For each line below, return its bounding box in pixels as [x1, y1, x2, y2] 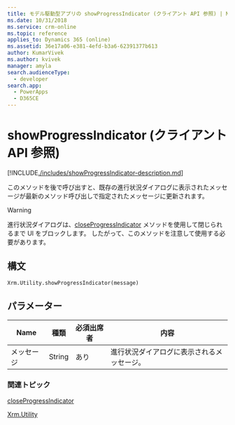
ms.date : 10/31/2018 [7, 17, 68, 24]
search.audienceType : [7, 69, 71, 76]
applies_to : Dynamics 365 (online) [7, 36, 111, 43]
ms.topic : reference [7, 29, 68, 37]
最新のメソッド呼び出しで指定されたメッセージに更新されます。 [25, 191, 208, 200]
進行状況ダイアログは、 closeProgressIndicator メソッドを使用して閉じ [7, 220, 211, 229]
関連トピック [7, 380, 51, 390]
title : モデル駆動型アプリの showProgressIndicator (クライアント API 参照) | [7, 10, 223, 18]
